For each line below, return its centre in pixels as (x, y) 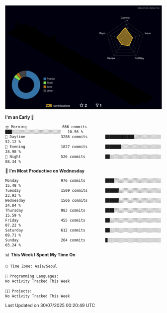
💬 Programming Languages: (32, 276)
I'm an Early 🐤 (20, 117)
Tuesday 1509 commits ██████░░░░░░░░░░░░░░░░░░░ (83, 191)
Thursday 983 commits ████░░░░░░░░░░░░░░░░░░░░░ (83, 211)
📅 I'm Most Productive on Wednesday (45, 171)
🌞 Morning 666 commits (46, 127)
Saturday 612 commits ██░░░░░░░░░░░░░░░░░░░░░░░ (83, 231)
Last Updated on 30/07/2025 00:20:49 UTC (50, 306)
